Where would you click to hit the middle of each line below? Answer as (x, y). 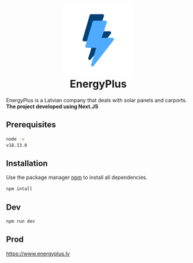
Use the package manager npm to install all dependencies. (77, 178)
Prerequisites (31, 125)
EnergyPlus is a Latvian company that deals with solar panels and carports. (96, 100)
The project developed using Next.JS (52, 106)
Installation (27, 163)
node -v (15, 139)
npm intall (19, 189)
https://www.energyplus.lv (38, 254)
